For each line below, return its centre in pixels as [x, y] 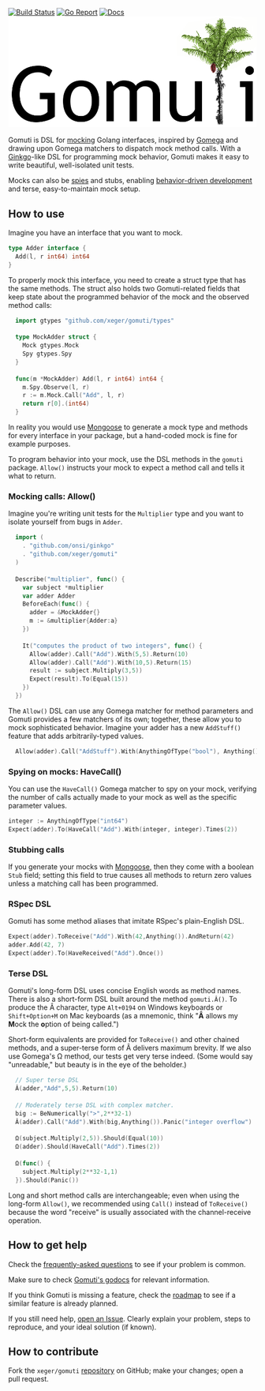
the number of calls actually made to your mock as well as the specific [123, 797]
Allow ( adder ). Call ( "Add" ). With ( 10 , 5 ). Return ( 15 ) [110, 662]
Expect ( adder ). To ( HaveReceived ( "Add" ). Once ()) [86, 954]
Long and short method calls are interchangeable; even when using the [124, 1195]
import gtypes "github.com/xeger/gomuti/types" [95, 321]
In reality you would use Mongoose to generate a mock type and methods [128, 427]
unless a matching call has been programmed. [83, 883]
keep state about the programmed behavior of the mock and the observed [129, 297]
